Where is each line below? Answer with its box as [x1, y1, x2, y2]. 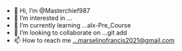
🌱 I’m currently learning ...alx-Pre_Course [13, 21, 131, 29]
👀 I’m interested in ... [13, 14, 73, 22]
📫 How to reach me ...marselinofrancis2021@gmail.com [13, 37, 175, 44]
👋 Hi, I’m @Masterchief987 [13, 7, 91, 14]
